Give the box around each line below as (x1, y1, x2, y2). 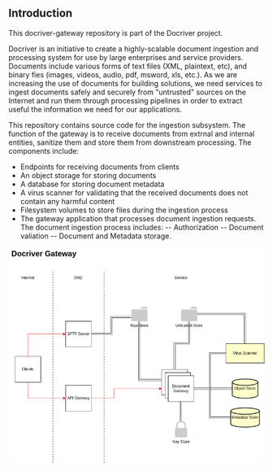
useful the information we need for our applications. (8, 104, 183, 114)
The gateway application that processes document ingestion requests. (19, 213, 257, 223)
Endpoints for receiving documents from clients (19, 162, 180, 172)
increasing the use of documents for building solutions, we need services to (8, 78, 262, 88)
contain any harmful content (19, 196, 115, 206)
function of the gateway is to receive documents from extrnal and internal (8, 129, 255, 138)
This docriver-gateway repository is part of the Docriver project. (8, 28, 223, 37)
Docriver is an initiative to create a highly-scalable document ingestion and (8, 44, 258, 54)
